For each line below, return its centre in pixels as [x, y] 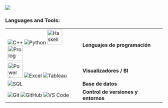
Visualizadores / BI [105, 71]
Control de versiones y [110, 92]
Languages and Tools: [32, 20]
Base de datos [100, 84]
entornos [93, 98]
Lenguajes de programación [116, 45]
